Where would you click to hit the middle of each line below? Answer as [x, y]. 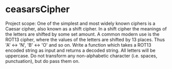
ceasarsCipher [38, 9]
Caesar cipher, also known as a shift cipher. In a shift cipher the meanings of [86, 28]
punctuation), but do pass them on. [43, 61]
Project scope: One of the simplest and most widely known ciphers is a [80, 23]
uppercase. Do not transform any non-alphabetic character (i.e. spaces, [81, 56]
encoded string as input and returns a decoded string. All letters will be [80, 50]
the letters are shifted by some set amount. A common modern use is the [82, 34]
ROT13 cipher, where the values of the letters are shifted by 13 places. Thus [85, 40]
